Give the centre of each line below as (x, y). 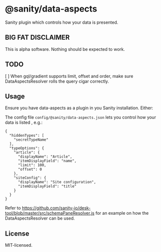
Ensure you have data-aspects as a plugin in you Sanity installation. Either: (79, 108)
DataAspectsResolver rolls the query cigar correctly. (57, 81)
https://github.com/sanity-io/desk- (56, 208)
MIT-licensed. (19, 245)
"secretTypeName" (31, 140)
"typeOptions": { (27, 148)
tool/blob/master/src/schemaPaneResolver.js (50, 213)
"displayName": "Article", (45, 157)
